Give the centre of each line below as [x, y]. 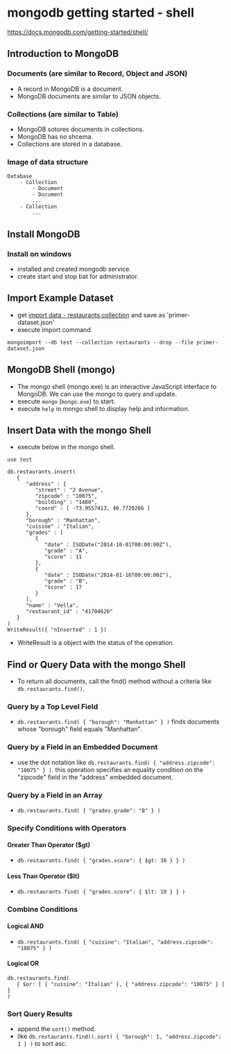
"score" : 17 [63, 587]
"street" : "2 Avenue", [69, 490]
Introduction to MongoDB [63, 54]
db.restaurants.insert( [42, 472]
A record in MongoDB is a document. [70, 89]
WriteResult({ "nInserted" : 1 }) [57, 630]
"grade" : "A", [66, 551]
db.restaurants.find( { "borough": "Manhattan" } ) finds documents [118, 722]
